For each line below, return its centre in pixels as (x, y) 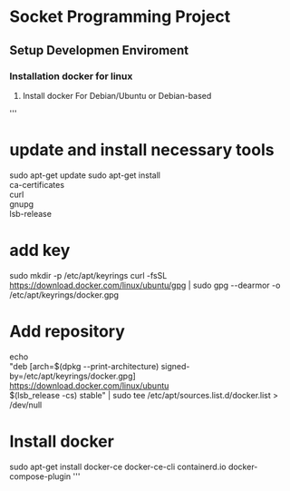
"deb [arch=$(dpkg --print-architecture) (84, 366)
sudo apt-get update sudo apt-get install (85, 175)
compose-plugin (40, 476)
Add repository (67, 331)
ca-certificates (37, 184)
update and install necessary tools (142, 150)
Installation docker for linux (71, 76)
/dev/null (26, 405)
